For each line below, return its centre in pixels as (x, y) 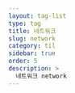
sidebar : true (32, 53)
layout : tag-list (37, 16)
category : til (32, 46)
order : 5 (23, 61)
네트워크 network (41, 76)
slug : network (32, 38)
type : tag (25, 23)
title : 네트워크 (32, 31)
